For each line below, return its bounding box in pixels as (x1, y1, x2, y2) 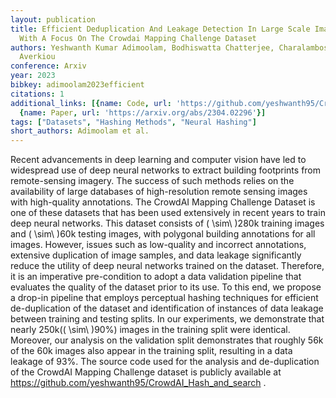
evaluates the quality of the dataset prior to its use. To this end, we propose (10, 281, 322, 293)
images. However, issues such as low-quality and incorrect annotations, (10, 239, 307, 251)
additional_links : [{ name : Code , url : (10, 98, 172, 108)
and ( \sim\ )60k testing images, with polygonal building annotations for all (10, 228, 316, 240)
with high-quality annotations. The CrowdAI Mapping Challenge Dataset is (10, 196, 316, 208)
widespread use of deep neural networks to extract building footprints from (10, 164, 322, 176)
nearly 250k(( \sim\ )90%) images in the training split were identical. (10, 324, 291, 336)
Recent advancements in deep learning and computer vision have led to (10, 154, 307, 166)
